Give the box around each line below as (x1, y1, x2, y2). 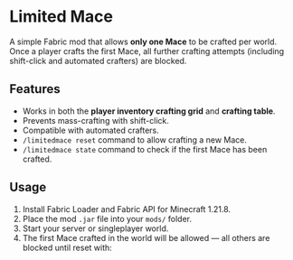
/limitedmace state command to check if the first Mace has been (22, 144, 268, 154)
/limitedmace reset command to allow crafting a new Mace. (22, 134, 247, 145)
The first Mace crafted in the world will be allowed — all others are (22, 232, 270, 243)
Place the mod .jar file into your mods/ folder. (22, 213, 193, 224)
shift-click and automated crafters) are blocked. (9, 55, 187, 66)
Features (9, 81, 61, 97)
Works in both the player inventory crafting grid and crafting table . (22, 106, 276, 116)
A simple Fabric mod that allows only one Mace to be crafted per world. (9, 36, 278, 47)
